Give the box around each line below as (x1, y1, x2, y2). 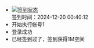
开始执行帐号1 (11, 21, 45, 28)
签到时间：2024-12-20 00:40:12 (11, 13, 89, 20)
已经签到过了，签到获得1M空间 (11, 36, 85, 42)
